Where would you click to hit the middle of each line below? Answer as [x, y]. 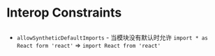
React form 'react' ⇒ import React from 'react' [89, 45]
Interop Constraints [64, 13]
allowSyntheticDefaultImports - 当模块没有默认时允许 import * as [112, 37]
